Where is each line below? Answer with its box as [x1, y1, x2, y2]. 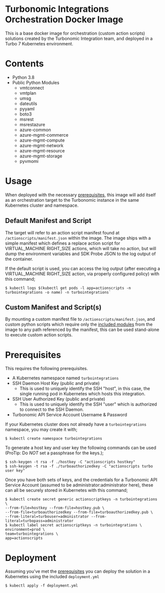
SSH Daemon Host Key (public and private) [12, 380, 100, 386]
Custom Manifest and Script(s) [5, 303, 102, 312]
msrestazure [19, 121, 45, 127]
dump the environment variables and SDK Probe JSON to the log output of [5, 251, 156, 257]
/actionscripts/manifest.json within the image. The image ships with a [5, 235, 151, 241]
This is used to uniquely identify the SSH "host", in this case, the [19, 386, 150, 392]
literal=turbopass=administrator [5, 519, 74, 523]
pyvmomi [19, 158, 38, 164]
